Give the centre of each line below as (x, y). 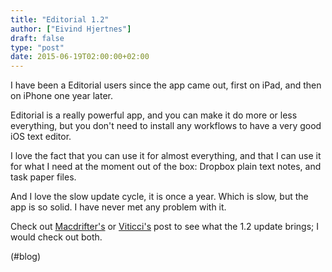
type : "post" (37, 47)
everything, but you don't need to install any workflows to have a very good (166, 126)
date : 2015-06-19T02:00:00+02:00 (80, 57)
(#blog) (26, 257)
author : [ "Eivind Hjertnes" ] (71, 29)
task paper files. (43, 177)
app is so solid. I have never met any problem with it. (118, 207)
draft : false (37, 38)
